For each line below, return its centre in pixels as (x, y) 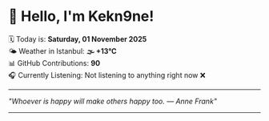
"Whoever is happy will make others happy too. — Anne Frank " (113, 101)
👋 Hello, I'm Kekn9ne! (81, 16)
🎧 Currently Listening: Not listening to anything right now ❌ (107, 75)
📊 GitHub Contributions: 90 (54, 63)
